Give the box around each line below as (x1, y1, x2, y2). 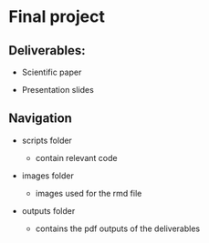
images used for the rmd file (35, 187, 142, 198)
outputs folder (21, 205, 76, 216)
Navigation (8, 111, 72, 127)
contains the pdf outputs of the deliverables (35, 223, 201, 234)
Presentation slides (21, 85, 95, 95)
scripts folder (21, 135, 72, 146)
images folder (21, 170, 74, 181)
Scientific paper (21, 66, 82, 77)
